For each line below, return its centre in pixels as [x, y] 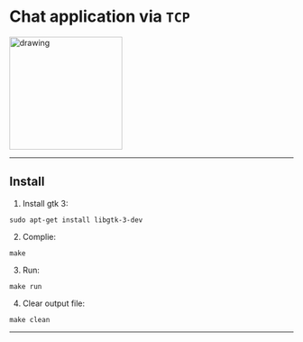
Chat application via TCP [100, 17]
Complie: [39, 236]
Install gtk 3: [45, 203]
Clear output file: [54, 303]
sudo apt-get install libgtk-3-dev [76, 220]
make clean [30, 319]
